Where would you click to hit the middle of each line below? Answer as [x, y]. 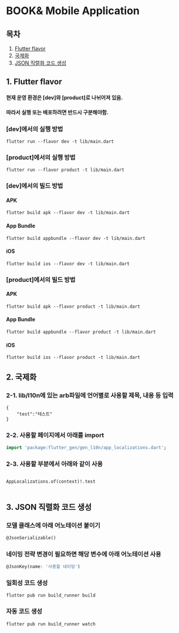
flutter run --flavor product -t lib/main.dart [65, 170]
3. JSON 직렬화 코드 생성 [49, 507]
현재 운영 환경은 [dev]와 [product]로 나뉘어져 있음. [65, 97]
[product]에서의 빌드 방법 [41, 279]
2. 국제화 [21, 377]
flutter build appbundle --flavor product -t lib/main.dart [81, 332]
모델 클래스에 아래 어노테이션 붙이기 [53, 525]
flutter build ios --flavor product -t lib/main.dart [73, 358]
